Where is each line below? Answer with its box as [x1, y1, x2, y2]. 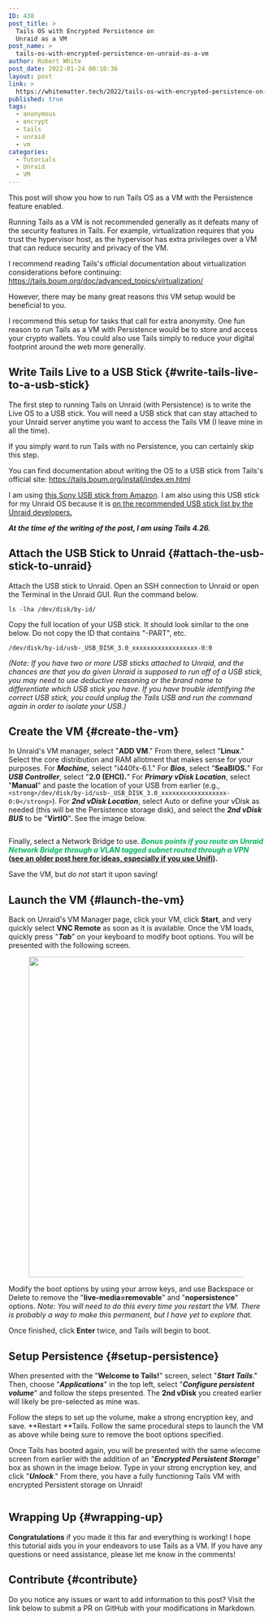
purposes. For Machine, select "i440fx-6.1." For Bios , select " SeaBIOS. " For [8, 763, 264, 773]
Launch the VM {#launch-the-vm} [8, 893, 185, 906]
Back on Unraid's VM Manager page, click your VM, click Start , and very [8, 914, 252, 924]
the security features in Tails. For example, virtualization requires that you [8, 226, 254, 236]
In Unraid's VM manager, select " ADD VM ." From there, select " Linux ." [8, 746, 245, 756]
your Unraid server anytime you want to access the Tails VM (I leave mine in [8, 417, 263, 426]
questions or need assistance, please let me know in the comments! [8, 1549, 236, 1559]
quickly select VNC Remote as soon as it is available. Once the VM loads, [8, 923, 254, 933]
